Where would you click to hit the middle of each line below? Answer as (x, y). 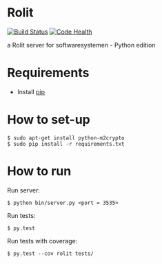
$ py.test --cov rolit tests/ (51, 253)
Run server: (23, 190)
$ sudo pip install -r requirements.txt (66, 144)
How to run (39, 171)
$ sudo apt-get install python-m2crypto (66, 138)
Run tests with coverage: (42, 241)
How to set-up (49, 120)
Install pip (31, 91)
